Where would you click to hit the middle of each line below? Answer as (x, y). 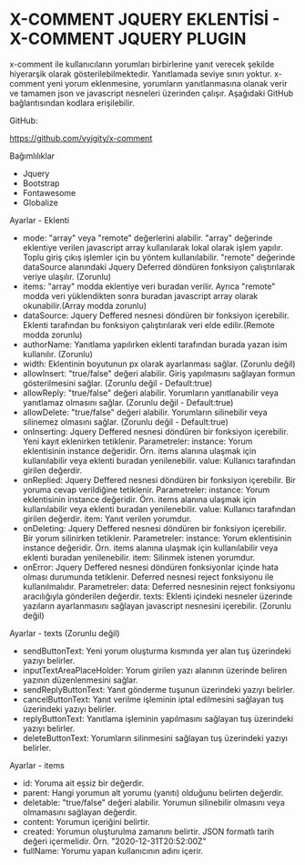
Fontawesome (49, 192)
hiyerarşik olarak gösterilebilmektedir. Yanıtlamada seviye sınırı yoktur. (141, 74)
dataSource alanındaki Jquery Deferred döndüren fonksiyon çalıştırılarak (159, 267)
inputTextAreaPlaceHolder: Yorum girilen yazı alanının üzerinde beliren (155, 670)
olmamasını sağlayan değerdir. (80, 812)
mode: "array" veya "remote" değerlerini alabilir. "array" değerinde (147, 238)
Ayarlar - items (37, 765)
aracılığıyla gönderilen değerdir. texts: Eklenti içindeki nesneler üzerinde (158, 596)
